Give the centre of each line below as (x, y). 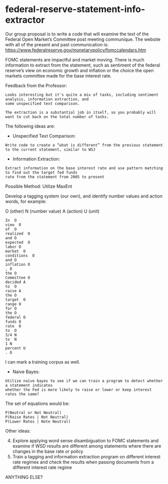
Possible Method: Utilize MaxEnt (39, 186)
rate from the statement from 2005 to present (55, 177)
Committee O (18, 278)
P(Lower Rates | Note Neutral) (38, 422)
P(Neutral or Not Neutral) (33, 412)
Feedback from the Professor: (36, 85)
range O (13, 304)
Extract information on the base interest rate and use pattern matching (84, 168)
